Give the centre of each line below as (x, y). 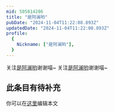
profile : (17, 34)
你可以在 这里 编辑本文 (32, 103)
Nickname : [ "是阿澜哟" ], (45, 45)
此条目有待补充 (33, 88)
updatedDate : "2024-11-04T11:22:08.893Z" (58, 28)
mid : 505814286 (25, 11)
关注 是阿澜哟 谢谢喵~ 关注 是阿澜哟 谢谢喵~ (57, 67)
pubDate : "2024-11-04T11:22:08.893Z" (53, 22)
